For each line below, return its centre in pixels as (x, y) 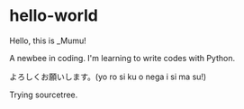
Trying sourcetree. (44, 95)
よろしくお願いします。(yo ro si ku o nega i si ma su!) (108, 77)
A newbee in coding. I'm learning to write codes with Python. (122, 58)
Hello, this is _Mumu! (48, 41)
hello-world (54, 16)
